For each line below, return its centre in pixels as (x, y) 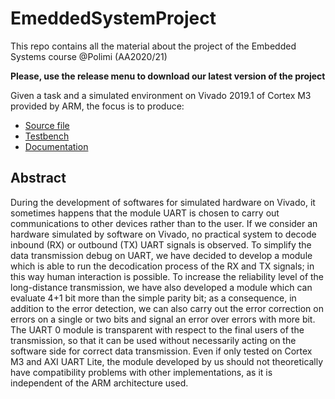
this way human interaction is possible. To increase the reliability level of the (167, 276)
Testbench (47, 136)
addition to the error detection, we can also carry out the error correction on (167, 308)
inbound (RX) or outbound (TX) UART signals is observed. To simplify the (161, 244)
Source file (47, 125)
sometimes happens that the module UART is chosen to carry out (145, 213)
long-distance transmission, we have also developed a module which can (161, 287)
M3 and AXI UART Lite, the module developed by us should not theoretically (167, 361)
